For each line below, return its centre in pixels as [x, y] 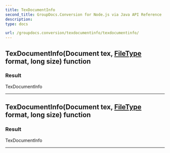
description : [19, 19]
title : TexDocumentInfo [30, 10]
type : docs [17, 24]
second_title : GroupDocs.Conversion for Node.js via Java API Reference [83, 15]
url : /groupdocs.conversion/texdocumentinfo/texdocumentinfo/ [72, 33]
